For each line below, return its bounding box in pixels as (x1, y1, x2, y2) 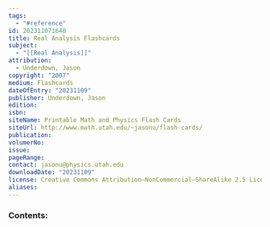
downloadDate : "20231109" (8, 168, 95, 176)
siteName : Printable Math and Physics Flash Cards (8, 116, 182, 124)
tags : (8, 11, 27, 20)
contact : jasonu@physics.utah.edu (8, 161, 125, 169)
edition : (8, 101, 38, 109)
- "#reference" (15, 19, 67, 27)
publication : (8, 131, 52, 139)
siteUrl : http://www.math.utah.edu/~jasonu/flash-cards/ (8, 124, 203, 132)
